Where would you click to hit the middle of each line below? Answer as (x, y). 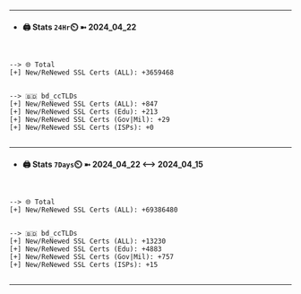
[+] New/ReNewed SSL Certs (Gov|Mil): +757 (92, 257)
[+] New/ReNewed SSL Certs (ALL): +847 (84, 104)
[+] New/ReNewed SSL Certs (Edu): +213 (84, 112)
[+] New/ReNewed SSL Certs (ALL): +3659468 (92, 73)
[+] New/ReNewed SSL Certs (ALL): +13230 (88, 242)
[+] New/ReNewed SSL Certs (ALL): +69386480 (94, 210)
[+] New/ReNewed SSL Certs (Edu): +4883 (86, 249)
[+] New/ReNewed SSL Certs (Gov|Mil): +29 (90, 120)
